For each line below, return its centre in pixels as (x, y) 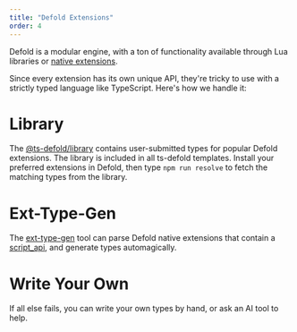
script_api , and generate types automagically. (93, 248)
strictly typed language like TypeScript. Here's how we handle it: (128, 88)
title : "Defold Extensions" (62, 17)
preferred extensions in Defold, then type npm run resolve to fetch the (139, 167)
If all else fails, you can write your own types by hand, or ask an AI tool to (144, 309)
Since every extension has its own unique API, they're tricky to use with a (144, 78)
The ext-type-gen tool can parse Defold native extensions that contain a (142, 238)
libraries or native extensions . (64, 61)
